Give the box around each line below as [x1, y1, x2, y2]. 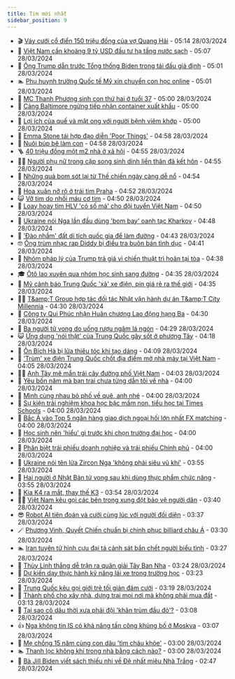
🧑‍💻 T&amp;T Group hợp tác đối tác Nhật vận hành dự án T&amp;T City [17, 294, 220, 303]
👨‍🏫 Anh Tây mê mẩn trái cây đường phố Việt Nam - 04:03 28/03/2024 [17, 369, 220, 377]
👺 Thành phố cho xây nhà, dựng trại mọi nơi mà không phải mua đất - [17, 591, 218, 599]
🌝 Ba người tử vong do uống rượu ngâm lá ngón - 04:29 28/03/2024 [17, 324, 214, 333]
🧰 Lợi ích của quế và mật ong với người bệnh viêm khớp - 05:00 [17, 116, 201, 125]
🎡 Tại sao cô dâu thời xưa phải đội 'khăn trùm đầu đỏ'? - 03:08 [17, 605, 198, 614]
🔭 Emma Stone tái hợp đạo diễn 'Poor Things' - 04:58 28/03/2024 [17, 131, 208, 140]
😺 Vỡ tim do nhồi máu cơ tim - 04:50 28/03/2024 [17, 194, 161, 203]
